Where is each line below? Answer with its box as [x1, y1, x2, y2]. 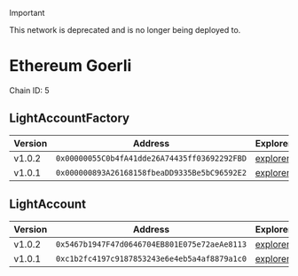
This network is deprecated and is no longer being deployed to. [9, 25, 241, 35]
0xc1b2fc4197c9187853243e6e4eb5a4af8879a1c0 [56, 253, 247, 264]
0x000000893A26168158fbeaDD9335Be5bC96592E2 [56, 168, 247, 177]
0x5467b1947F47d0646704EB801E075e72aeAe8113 [56, 239, 247, 249]
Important [9, 8, 45, 18]
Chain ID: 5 [9, 84, 51, 96]
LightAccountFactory [9, 111, 130, 126]
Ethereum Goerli [9, 56, 132, 76]
